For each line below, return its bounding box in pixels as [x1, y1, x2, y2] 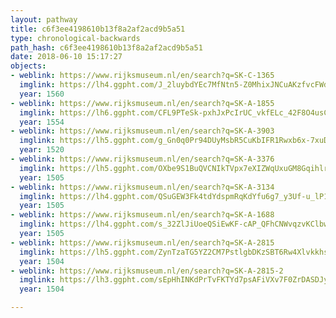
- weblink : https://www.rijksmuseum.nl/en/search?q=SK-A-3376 [10, 154, 275, 164]
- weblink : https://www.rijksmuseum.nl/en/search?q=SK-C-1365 [10, 71, 275, 81]
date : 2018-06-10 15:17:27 [10, 52, 123, 62]
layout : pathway [10, 14, 78, 25]
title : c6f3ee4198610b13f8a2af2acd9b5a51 [10, 24, 186, 34]
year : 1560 [19, 89, 65, 99]
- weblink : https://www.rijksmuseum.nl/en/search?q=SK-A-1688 [10, 210, 275, 220]
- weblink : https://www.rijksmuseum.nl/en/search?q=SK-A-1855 [10, 98, 275, 108]
